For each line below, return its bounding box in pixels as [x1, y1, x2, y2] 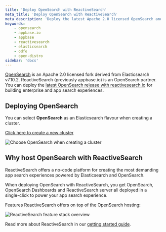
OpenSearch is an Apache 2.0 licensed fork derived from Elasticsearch [5, 71, 150, 77]
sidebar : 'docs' [5, 58, 39, 63]
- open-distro [14, 53, 43, 58]
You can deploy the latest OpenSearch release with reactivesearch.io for [5, 82, 153, 88]
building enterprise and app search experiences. [5, 87, 104, 93]
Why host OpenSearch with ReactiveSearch [5, 154, 143, 162]
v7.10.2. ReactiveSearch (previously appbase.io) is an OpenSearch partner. [5, 77, 157, 83]
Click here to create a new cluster [5, 130, 74, 136]
